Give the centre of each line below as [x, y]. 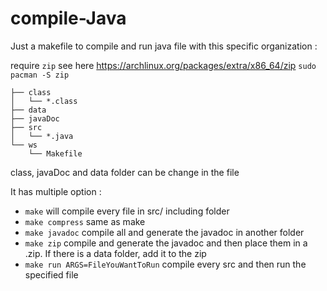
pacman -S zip [40, 75]
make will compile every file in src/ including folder [127, 211]
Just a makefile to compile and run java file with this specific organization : [164, 46]
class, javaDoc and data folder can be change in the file [125, 172]
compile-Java [68, 18]
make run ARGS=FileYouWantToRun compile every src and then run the [165, 264]
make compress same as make [85, 221]
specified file [51, 274]
